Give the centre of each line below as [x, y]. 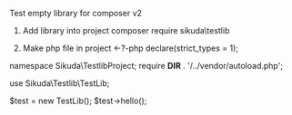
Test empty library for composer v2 [76, 13]
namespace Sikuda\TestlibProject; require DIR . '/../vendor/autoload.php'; [146, 66]
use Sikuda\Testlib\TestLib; [60, 83]
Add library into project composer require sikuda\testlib [126, 30]
